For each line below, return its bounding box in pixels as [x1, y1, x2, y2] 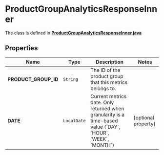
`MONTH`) [90, 141, 115, 148]
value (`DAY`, [90, 123, 121, 130]
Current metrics [90, 93, 127, 99]
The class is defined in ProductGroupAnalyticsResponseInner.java [5, 30, 142, 36]
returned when [90, 105, 124, 112]
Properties [5, 44, 38, 52]
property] [133, 120, 156, 127]
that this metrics [90, 79, 128, 86]
